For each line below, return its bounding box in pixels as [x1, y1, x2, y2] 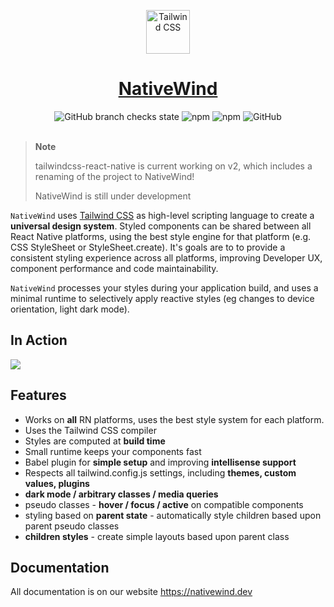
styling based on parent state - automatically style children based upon [24, 509, 322, 521]
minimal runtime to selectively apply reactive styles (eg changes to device [10, 292, 315, 304]
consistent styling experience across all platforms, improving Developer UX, [10, 251, 323, 264]
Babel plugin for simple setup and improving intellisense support [24, 456, 297, 468]
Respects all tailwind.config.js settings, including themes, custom [24, 466, 297, 479]
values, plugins [24, 477, 90, 489]
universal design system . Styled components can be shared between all [10, 220, 312, 232]
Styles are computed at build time [24, 435, 166, 447]
